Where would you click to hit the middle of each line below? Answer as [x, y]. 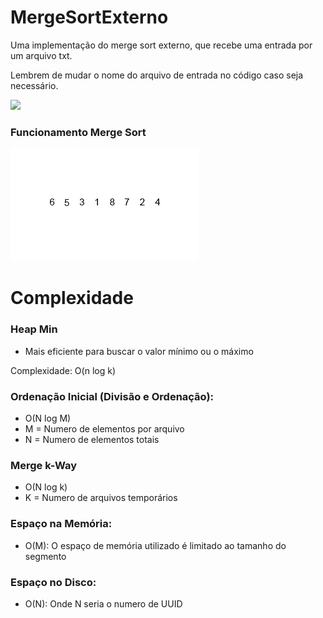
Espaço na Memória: [61, 524]
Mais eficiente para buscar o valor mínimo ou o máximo [139, 351]
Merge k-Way [44, 465]
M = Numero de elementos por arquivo [104, 429]
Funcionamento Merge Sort [78, 132]
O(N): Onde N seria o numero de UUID [103, 603]
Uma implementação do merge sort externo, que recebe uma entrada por [161, 45]
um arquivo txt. [41, 55]
